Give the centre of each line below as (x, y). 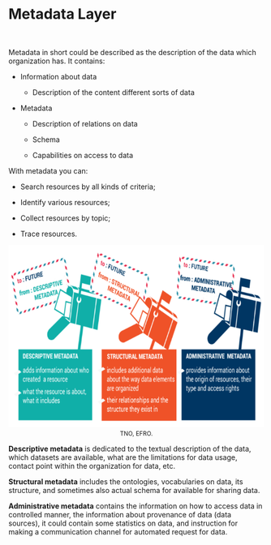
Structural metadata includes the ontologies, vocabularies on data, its (126, 481)
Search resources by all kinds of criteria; (88, 187)
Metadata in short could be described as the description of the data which (133, 52)
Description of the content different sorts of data (113, 92)
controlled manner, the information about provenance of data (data (120, 514)
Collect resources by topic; (65, 218)
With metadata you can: (48, 170)
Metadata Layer (62, 14)
